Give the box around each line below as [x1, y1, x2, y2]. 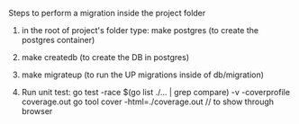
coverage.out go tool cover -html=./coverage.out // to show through [21, 96, 275, 107]
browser [21, 106, 53, 116]
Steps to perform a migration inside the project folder [8, 8, 206, 18]
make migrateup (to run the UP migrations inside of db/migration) [21, 69, 265, 80]
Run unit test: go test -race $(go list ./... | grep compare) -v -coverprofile [21, 87, 290, 97]
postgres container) [21, 35, 95, 45]
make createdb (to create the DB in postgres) [21, 52, 190, 62]
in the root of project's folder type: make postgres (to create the [21, 25, 258, 35]
